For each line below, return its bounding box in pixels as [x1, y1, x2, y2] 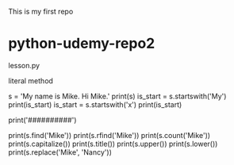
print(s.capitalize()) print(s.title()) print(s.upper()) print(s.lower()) [8, 139, 218, 148]
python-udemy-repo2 [8, 35, 155, 52]
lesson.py [8, 60, 40, 70]
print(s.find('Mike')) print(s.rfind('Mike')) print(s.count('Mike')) [8, 130, 211, 140]
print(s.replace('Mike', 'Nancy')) [8, 147, 113, 157]
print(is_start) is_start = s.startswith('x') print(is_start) [8, 99, 182, 109]
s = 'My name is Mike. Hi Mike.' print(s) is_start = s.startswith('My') [8, 91, 227, 101]
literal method [8, 75, 54, 86]
